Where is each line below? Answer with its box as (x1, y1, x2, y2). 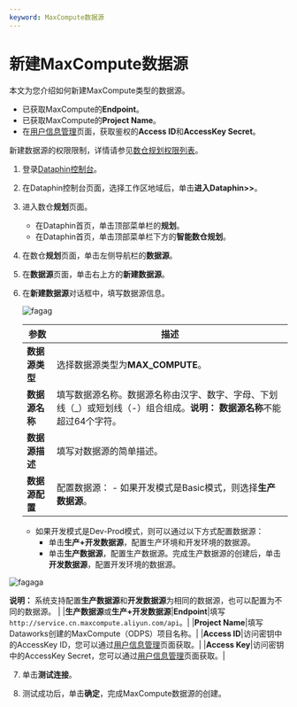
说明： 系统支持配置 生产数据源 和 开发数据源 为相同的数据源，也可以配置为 (9, 594, 275, 605)
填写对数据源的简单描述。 (56, 445, 164, 457)
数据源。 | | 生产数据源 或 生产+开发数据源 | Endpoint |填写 (24, 606, 226, 617)
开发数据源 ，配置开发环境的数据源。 (48, 559, 181, 570)
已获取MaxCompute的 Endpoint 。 (21, 104, 144, 114)
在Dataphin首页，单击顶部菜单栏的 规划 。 (34, 220, 185, 230)
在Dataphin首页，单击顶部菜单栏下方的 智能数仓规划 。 (34, 231, 232, 242)
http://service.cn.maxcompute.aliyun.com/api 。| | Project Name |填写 (9, 617, 263, 627)
